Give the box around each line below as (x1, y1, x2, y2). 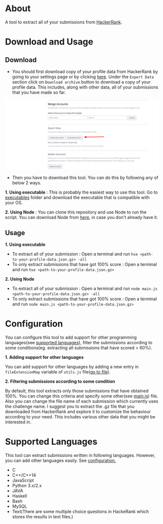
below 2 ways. (12, 180, 41, 186)
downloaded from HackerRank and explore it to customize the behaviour (5, 409, 151, 415)
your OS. (5, 200, 23, 206)
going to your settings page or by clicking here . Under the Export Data (12, 74, 154, 80)
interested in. (5, 419, 32, 425)
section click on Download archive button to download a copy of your (12, 79, 151, 85)
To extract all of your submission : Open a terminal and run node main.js (12, 285, 158, 291)
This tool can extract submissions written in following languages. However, (5, 452, 156, 458)
